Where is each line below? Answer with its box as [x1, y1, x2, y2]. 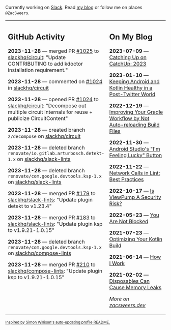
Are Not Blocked [109, 218, 149, 225]
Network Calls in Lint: [109, 169, 160, 176]
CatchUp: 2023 [109, 60, 147, 67]
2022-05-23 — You [109, 211, 159, 218]
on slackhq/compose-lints [8, 249, 71, 256]
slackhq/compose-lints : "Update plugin [8, 267, 103, 274]
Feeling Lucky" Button [109, 152, 162, 159]
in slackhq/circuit [8, 84, 49, 91]
